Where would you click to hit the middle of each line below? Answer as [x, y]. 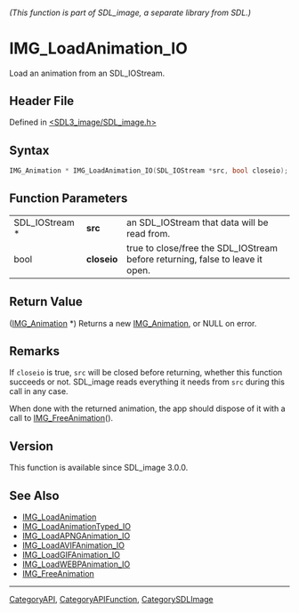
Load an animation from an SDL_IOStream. [87, 73]
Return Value [46, 302]
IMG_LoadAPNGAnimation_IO [76, 536]
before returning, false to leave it [194, 259]
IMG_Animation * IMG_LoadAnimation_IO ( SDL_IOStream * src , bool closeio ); [149, 171]
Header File [42, 101]
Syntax [29, 150]
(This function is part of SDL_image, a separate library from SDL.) [130, 12]
